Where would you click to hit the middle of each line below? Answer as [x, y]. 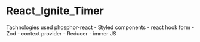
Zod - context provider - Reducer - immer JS [61, 33]
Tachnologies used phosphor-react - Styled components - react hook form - [100, 27]
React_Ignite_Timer [55, 11]
